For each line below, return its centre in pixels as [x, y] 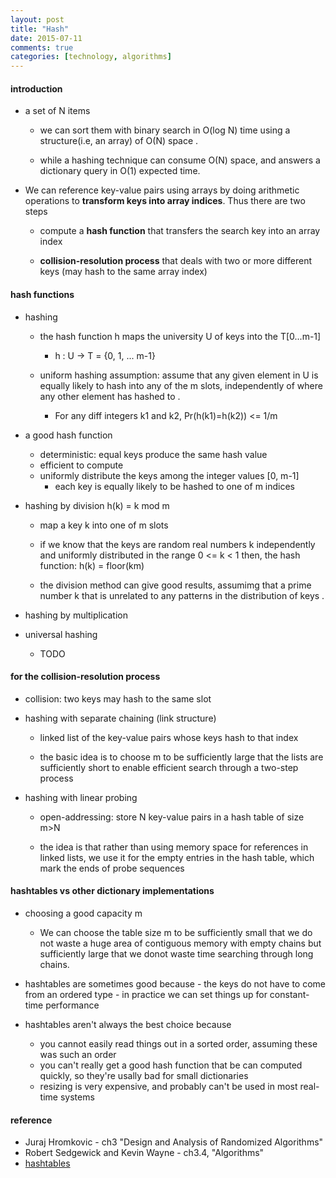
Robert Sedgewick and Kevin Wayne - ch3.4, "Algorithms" [144, 1153]
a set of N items [57, 111]
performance [72, 1005]
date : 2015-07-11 [46, 38]
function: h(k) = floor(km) [92, 565]
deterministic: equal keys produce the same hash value [153, 454]
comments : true [42, 47]
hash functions [42, 294]
